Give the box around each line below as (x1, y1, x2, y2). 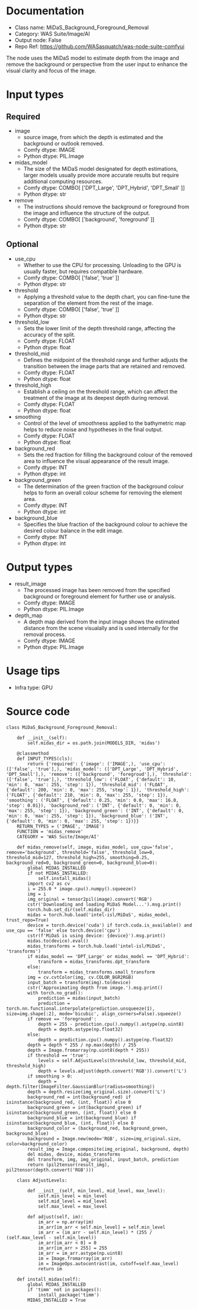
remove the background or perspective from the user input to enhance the (6, 61, 188, 68)
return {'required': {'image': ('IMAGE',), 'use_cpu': (27, 760, 166, 767)
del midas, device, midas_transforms (27, 1151, 120, 1157)
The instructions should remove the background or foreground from (23, 203, 190, 210)
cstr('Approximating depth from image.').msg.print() (27, 985, 163, 991)
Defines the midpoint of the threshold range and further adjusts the (23, 356, 188, 364)
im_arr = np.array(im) (37, 1219, 94, 1225)
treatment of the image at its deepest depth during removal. (23, 394, 170, 401)
